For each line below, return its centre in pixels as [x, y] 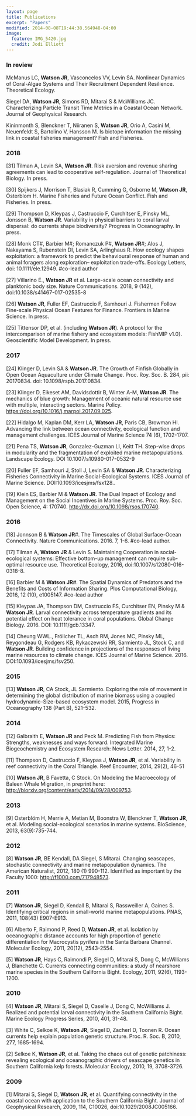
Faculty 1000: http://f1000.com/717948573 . [58, 877]
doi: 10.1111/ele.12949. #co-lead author [52, 269]
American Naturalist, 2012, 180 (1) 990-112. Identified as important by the [94, 871]
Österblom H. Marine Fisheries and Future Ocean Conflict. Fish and [87, 196]
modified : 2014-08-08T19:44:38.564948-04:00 [61, 28]
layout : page [22, 11]
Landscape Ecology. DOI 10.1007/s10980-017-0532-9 [71, 458]
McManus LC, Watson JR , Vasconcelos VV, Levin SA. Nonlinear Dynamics [96, 78]
